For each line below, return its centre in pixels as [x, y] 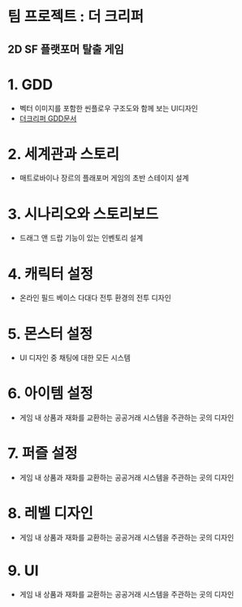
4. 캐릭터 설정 [51, 274]
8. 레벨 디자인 [51, 514]
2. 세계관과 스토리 [63, 154]
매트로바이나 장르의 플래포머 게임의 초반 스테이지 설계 [104, 178]
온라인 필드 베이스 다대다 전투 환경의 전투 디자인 [95, 298]
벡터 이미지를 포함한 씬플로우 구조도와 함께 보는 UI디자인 [108, 108]
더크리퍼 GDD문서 [48, 118]
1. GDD [30, 84]
